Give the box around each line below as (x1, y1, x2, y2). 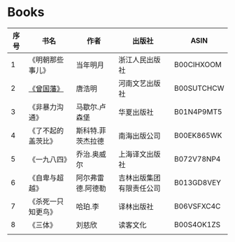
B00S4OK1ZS (173, 220, 221, 229)
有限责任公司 (118, 183, 161, 193)
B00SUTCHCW (173, 83, 225, 93)
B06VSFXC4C (173, 201, 221, 211)
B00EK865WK (173, 130, 222, 140)
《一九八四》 (28, 155, 71, 164)
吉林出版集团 (118, 173, 161, 183)
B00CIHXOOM (173, 59, 222, 69)
